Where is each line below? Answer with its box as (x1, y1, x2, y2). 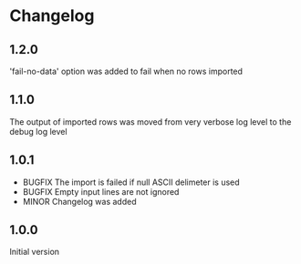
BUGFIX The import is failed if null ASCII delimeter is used (22, 177, 240, 188)
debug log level (9, 126, 67, 137)
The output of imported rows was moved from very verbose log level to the (9, 116, 292, 127)
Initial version (9, 247, 60, 258)
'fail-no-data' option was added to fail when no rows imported (9, 66, 244, 76)
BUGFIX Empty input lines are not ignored (22, 186, 180, 197)
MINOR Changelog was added (22, 196, 137, 207)
